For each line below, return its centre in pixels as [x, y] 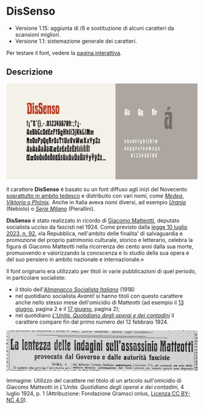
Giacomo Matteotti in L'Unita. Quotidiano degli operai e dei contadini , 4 [95, 387]
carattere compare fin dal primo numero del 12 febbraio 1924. [92, 322]
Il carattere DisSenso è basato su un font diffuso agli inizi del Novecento [97, 189]
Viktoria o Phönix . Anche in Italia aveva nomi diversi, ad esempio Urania [96, 202]
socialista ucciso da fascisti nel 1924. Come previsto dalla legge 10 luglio [97, 227]
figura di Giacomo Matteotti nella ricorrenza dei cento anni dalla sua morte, [100, 246]
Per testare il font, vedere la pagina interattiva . [64, 52]
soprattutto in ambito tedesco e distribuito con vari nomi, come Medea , [95, 196]
